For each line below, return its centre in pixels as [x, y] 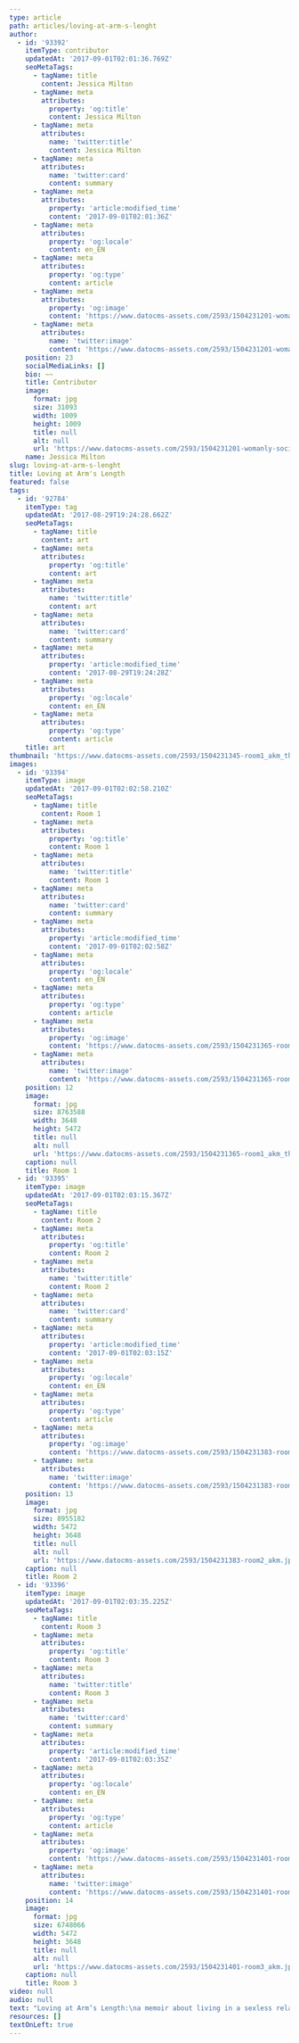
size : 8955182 [59, 1519]
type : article [36, 17]
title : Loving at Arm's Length [67, 474]
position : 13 [49, 1494]
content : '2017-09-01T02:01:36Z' [111, 216]
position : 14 [49, 1900]
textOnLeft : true [41, 2025]
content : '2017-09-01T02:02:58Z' [111, 947]
